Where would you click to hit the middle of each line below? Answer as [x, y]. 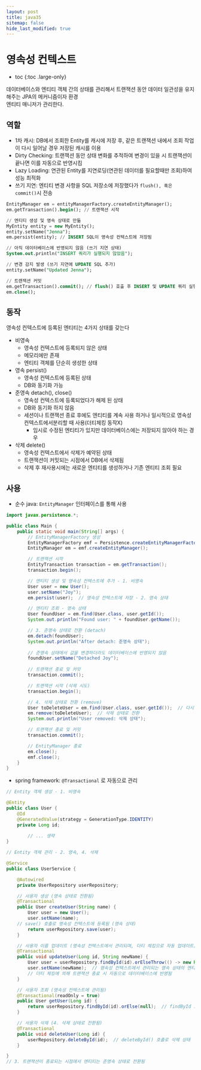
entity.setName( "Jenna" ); [38, 232]
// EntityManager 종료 [55, 746]
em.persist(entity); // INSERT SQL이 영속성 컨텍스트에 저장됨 [79, 237]
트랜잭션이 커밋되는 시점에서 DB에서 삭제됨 [74, 460]
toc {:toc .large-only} [41, 77]
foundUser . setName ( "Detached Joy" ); [73, 658]
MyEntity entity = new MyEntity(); [51, 226]
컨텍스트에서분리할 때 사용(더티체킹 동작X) [73, 423]
